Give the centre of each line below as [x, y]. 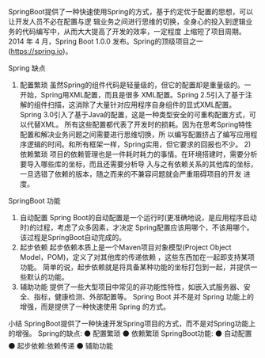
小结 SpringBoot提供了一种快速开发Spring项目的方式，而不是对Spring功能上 [132, 324]
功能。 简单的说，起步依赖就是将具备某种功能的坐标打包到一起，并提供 [135, 267]
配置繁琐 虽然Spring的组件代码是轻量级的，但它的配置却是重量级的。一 [135, 85]
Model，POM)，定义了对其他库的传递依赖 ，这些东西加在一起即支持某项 [137, 257]
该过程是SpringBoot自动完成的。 [73, 237]
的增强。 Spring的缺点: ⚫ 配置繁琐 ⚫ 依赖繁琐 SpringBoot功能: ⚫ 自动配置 [130, 333]
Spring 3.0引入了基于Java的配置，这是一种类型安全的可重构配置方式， [134, 114]
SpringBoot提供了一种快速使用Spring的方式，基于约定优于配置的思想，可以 [131, 11]
